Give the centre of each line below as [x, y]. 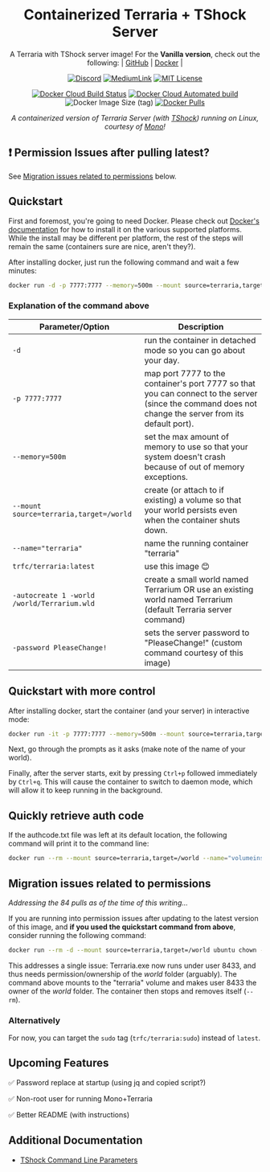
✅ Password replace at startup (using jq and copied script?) [107, 1082]
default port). [169, 424]
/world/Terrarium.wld [53, 603]
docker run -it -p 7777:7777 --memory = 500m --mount [96, 734]
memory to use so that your [196, 446]
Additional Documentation [76, 1140]
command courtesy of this [194, 653]
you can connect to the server [201, 393]
